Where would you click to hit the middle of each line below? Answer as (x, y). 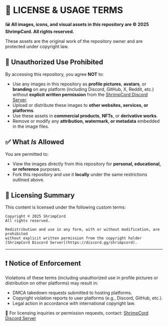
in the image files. (31, 126)
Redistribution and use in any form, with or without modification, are (82, 230)
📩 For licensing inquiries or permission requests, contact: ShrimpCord (77, 313)
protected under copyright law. (37, 46)
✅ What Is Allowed (35, 142)
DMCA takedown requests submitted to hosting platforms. (72, 293)
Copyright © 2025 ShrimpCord (35, 217)
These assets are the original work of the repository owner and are (74, 41)
